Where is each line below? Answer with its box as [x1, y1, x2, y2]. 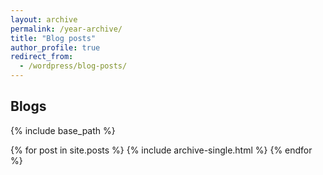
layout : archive [10, 14, 78, 25]
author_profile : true [10, 42, 101, 53]
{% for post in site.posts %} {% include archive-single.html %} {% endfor [10, 144, 313, 156]
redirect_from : [10, 52, 74, 62]
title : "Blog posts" [10, 33, 97, 43]
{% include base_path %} [10, 124, 116, 136]
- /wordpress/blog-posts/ [19, 61, 128, 71]
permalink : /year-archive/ [10, 24, 123, 34]
